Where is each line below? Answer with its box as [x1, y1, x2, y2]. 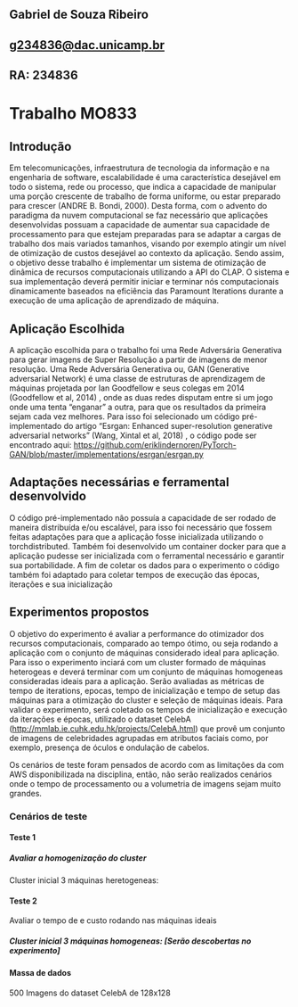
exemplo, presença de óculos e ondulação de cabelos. [9, 742, 210, 753]
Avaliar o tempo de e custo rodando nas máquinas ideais [9, 915, 217, 926]
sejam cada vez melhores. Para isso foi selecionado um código [9, 410, 240, 422]
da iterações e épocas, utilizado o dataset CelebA [9, 714, 191, 724]
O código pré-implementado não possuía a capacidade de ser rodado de [9, 512, 277, 523]
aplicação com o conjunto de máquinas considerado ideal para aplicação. [9, 647, 280, 658]
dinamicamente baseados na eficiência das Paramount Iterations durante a [9, 285, 284, 297]
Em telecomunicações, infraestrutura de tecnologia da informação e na [9, 162, 270, 173]
